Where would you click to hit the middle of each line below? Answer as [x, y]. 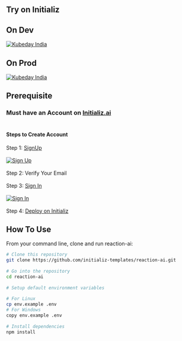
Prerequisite [29, 96]
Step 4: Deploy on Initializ [37, 211]
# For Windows [24, 310]
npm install [21, 332]
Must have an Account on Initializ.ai [59, 113]
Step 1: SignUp [24, 147]
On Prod [21, 63]
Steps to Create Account [37, 134]
